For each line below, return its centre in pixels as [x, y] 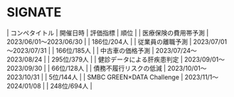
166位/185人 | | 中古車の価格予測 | [105, 50]
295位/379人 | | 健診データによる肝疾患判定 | [117, 59]
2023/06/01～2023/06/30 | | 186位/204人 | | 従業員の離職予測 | [99, 41]
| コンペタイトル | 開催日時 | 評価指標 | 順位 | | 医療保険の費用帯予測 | [108, 33]
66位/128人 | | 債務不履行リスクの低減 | [109, 68]
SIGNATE [34, 12]
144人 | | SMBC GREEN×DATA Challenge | [122, 77]
